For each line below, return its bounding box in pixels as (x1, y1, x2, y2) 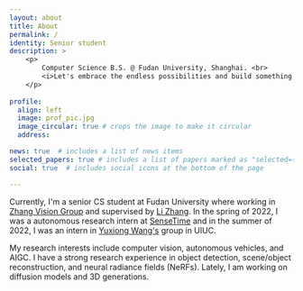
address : (17, 131, 50, 140)
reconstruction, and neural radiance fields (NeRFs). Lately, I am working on (9, 261, 289, 272)
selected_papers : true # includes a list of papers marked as (9, 155, 248, 164)
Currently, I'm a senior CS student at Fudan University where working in (9, 196, 276, 207)
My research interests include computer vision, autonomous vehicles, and (9, 242, 284, 253)
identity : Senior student (9, 38, 106, 48)
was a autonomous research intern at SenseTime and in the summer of (9, 215, 272, 226)
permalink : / (9, 30, 59, 39)
